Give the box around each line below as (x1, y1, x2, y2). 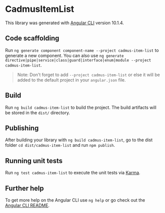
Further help (5, 184, 44, 192)
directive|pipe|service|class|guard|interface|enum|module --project (5, 58, 152, 63)
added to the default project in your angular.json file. (17, 77, 126, 83)
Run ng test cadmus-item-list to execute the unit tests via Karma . (5, 170, 141, 176)
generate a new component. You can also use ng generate (5, 52, 124, 58)
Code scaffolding (5, 34, 59, 43)
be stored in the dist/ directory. (5, 110, 70, 116)
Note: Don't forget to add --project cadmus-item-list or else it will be (17, 72, 160, 78)
